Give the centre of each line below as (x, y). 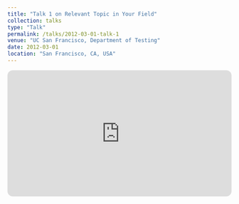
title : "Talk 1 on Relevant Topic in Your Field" (83, 14)
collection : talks (34, 21)
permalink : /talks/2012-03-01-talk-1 (63, 34)
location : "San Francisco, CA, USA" (62, 54)
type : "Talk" (27, 27)
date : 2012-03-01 (33, 47)
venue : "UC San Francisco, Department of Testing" (84, 41)
